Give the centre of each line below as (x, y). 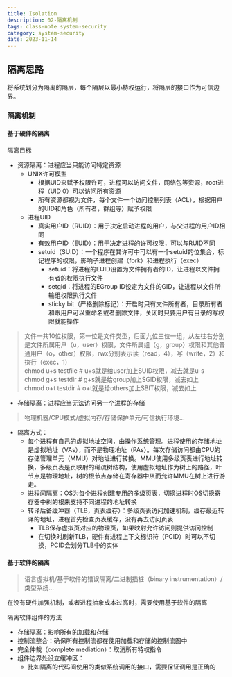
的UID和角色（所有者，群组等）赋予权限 (95, 208)
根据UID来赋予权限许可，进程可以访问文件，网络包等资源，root (128, 183)
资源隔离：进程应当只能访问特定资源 (69, 165)
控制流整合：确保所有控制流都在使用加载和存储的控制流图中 (102, 641)
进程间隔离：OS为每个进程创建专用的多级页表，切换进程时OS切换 (121, 493)
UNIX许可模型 (47, 174)
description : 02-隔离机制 (43, 20)
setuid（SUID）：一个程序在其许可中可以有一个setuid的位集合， (128, 252)
